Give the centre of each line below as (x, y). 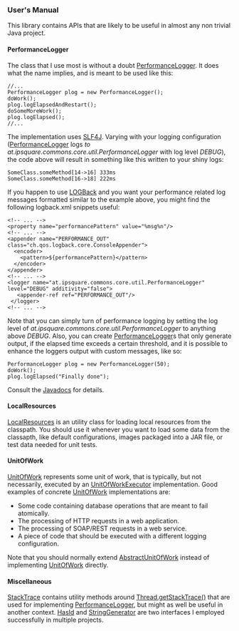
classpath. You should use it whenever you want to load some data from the (118, 429)
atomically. (33, 513)
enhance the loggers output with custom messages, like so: (95, 351)
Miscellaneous (30, 581)
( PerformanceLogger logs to (49, 144)
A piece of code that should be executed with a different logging (112, 535)
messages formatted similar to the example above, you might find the (109, 199)
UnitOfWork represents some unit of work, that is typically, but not (104, 476)
